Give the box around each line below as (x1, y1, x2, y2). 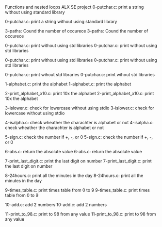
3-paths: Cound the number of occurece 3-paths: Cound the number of (5, 28, 148, 33)
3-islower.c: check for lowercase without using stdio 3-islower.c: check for (5, 105, 154, 111)
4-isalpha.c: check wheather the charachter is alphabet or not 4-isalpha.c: (5, 120, 154, 125)
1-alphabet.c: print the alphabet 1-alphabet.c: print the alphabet (5, 81, 131, 87)
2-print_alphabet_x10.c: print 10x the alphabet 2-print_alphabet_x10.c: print (5, 91, 154, 96)
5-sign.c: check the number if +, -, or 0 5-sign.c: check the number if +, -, (5, 134, 153, 140)
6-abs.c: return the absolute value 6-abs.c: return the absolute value (5, 149, 142, 154)
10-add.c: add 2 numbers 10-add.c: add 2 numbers (5, 202, 107, 208)
